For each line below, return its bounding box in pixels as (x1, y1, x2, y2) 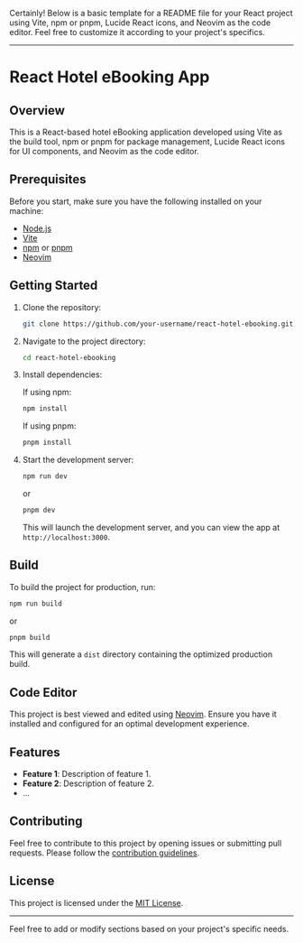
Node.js (22, 223, 52, 234)
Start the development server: (22, 455, 134, 466)
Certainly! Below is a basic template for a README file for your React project (9, 8, 293, 18)
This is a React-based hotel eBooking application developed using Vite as (9, 126, 282, 137)
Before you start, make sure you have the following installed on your (9, 196, 262, 207)
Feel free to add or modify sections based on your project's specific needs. (9, 923, 289, 934)
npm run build (9, 599, 63, 608)
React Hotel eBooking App (9, 67, 210, 88)
